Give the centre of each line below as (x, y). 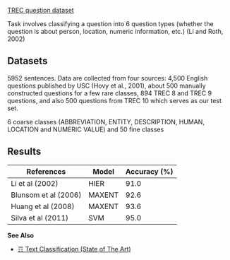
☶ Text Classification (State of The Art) (74, 249)
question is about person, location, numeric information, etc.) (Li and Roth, (115, 31)
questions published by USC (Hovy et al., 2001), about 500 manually (107, 85)
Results (24, 152)
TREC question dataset (41, 10)
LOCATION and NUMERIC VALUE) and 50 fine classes (86, 129)
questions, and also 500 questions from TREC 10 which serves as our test (115, 100)
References (46, 171)
